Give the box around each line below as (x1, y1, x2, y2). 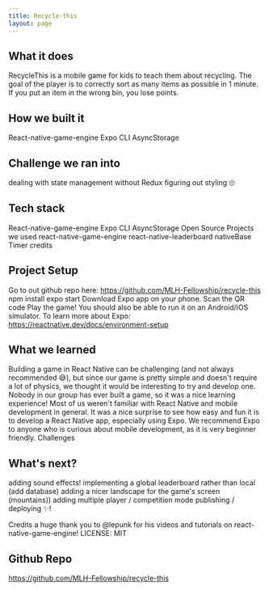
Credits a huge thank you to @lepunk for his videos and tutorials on (8, 520, 233, 530)
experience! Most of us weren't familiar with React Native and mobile (8, 399, 238, 408)
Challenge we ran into (8, 156, 121, 170)
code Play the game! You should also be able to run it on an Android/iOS (8, 302, 249, 312)
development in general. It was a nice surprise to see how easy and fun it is (8, 407, 260, 417)
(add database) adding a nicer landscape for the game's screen (8, 487, 221, 496)
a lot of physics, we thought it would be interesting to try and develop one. (8, 382, 256, 391)
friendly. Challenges (8, 433, 75, 443)
